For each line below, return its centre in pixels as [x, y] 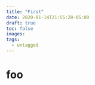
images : [16, 34]
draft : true [21, 23]
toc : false [20, 28]
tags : [13, 40]
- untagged [25, 45]
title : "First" [25, 12]
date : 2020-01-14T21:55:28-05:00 [48, 17]
